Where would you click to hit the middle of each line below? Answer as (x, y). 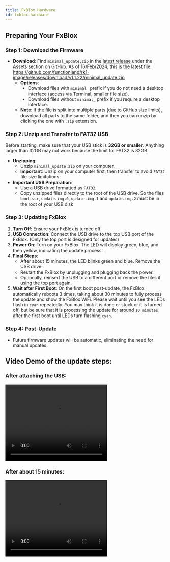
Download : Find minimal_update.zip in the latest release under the (82, 61)
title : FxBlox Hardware (31, 10)
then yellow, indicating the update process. (58, 250)
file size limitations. (40, 177)
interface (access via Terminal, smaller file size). (78, 94)
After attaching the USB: (36, 376)
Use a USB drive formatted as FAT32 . (58, 188)
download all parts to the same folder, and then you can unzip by (88, 116)
